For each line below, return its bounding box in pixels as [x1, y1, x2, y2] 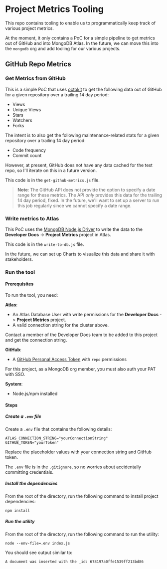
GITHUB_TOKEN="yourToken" [5, 440, 59, 445]
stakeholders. [5, 256, 33, 262]
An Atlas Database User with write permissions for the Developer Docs [12, 312, 159, 318]
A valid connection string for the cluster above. [12, 322, 109, 328]
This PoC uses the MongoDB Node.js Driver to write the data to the [5, 226, 143, 232]
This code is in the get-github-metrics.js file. [5, 177, 100, 183]
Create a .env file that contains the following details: [5, 426, 112, 432]
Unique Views [12, 106, 41, 113]
